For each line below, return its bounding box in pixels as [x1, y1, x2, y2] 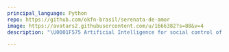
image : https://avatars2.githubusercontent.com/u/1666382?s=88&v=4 [7, 22, 204, 29]
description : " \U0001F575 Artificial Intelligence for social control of [7, 28, 223, 36]
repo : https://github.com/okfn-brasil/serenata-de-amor [7, 16, 170, 23]
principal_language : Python [7, 9, 88, 17]
